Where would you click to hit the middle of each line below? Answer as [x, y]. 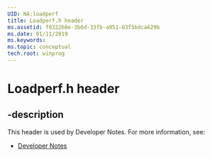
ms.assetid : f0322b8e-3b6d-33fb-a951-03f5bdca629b [84, 27]
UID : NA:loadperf [33, 14]
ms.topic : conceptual [39, 47]
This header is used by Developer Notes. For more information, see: [106, 131]
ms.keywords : [27, 40]
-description [35, 115]
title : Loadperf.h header [45, 21]
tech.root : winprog [36, 54]
